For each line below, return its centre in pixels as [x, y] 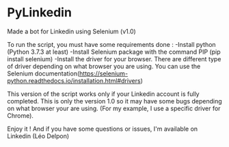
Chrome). [21, 115]
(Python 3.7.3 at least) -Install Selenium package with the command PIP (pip [114, 52]
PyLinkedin [39, 13]
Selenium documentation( [43, 73]
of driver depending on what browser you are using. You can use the [104, 66]
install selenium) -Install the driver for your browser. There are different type [114, 59]
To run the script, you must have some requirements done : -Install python [112, 44]
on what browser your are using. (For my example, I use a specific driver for [114, 108]
